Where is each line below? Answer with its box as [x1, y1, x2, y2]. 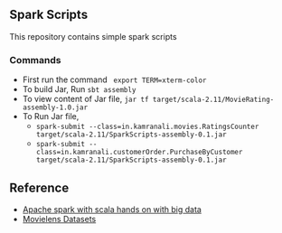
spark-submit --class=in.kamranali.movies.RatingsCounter [35, 122, 259, 132]
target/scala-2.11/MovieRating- [152, 95, 275, 105]
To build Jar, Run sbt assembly [22, 84, 136, 95]
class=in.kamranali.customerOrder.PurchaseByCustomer [35, 148, 243, 157]
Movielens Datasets [22, 213, 97, 224]
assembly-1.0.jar [22, 103, 89, 112]
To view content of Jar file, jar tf [22, 94, 149, 105]
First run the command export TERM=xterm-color [22, 74, 207, 85]
